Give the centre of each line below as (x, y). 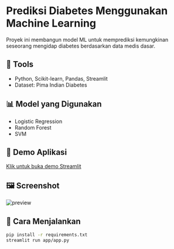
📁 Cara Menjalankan (43, 221)
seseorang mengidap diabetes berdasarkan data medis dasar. (81, 46)
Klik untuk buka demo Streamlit (44, 167)
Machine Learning (51, 23)
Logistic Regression (38, 121)
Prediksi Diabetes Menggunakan (87, 11)
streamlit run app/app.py (37, 240)
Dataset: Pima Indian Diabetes (51, 85)
